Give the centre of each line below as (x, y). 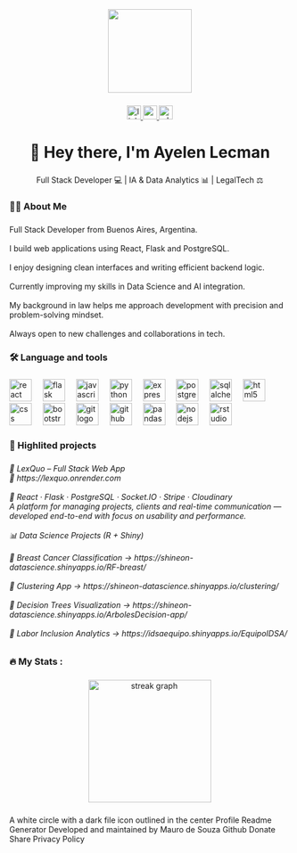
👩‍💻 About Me (38, 206)
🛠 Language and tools (59, 357)
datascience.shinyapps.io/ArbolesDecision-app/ (99, 614)
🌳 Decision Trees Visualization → (70, 604)
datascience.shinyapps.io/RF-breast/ (78, 567)
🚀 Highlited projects (53, 445)
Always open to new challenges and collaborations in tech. (117, 333)
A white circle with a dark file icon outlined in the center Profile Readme (140, 820)
